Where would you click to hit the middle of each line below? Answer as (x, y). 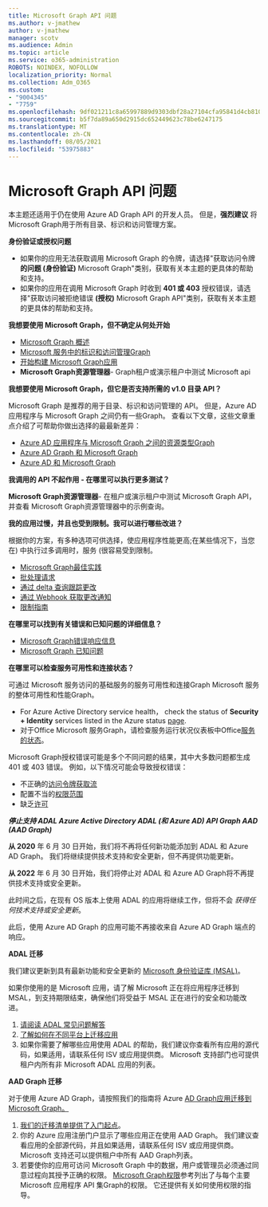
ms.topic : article (39, 53)
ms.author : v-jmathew (44, 23)
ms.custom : (26, 90)
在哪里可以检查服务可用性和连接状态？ (71, 668)
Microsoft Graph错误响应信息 (67, 641)
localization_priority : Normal (60, 75)
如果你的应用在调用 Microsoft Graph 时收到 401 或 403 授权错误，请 (132, 289)
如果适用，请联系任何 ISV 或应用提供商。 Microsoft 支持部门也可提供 (146, 1055)
